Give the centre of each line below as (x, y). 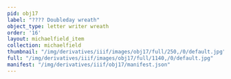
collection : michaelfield (44, 45)
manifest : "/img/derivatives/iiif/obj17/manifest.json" (89, 65)
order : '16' (24, 33)
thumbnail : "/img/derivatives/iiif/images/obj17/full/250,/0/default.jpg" (117, 52)
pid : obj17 (23, 13)
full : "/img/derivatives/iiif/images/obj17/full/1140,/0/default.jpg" (110, 58)
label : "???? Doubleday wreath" (53, 20)
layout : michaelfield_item (46, 39)
